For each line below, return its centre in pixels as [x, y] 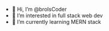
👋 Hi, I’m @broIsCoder [39, 9]
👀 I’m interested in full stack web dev [57, 15]
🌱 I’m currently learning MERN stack [56, 22]
